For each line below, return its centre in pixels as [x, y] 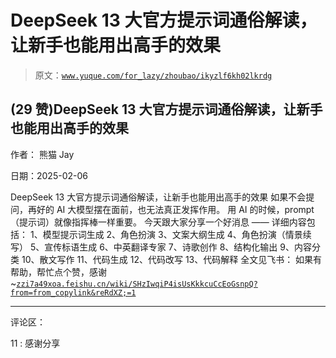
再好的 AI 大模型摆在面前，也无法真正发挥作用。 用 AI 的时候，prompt [171, 209]
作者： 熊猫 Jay [42, 154]
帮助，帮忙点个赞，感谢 [58, 272]
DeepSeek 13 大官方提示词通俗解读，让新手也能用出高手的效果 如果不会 [158, 197]
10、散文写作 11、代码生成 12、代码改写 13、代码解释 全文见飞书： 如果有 [172, 259]
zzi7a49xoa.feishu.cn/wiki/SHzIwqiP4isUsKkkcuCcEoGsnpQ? [137, 284]
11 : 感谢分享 [35, 343]
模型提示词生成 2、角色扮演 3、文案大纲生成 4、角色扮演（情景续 [177, 234]
